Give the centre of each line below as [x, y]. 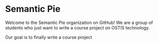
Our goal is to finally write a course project [49, 37]
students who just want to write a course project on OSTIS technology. [78, 27]
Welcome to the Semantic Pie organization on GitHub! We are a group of [79, 22]
